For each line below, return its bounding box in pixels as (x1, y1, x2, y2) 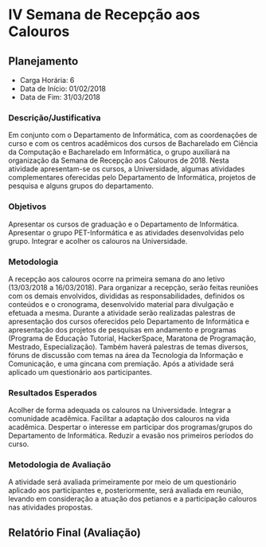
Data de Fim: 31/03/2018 (19, 92, 101, 101)
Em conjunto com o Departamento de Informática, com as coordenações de (8, 130, 257, 140)
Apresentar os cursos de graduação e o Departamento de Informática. (8, 219, 240, 229)
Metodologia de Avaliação (8, 459, 111, 470)
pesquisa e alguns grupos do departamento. (8, 181, 154, 191)
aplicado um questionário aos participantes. (8, 367, 153, 376)
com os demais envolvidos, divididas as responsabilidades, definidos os (8, 291, 245, 301)
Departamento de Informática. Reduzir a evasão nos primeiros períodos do (8, 431, 253, 440)
